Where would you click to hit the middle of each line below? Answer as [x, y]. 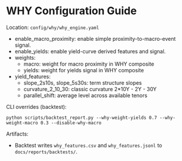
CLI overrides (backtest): [36, 107]
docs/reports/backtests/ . [46, 152]
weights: [25, 57]
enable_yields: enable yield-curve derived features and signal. [90, 51]
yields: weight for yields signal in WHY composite [84, 70]
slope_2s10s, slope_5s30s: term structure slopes [83, 83]
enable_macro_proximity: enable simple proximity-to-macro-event [95, 38]
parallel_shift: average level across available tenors [85, 95]
